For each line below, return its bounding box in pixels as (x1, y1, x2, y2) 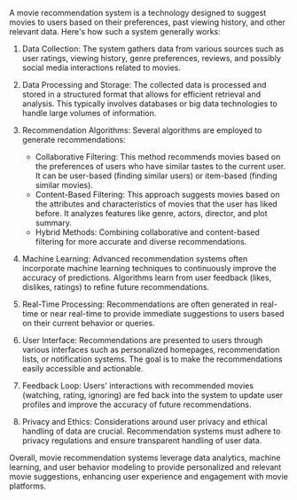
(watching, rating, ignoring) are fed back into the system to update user (21, 390, 284, 400)
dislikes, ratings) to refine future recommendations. (21, 282, 210, 292)
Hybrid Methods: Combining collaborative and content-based (35, 227, 260, 238)
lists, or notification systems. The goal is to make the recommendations (21, 354, 283, 364)
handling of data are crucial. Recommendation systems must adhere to (21, 426, 281, 436)
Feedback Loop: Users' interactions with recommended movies (21, 380, 254, 391)
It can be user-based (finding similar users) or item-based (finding (35, 170, 277, 181)
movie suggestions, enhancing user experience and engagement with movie (9, 472, 288, 481)
